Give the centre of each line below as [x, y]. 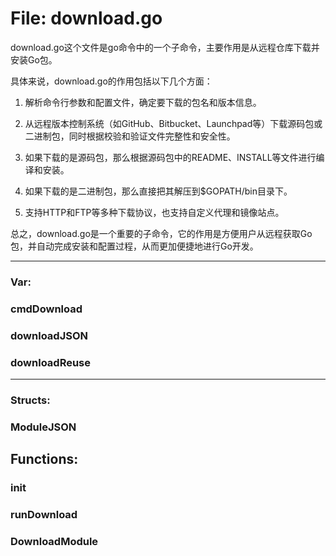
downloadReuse [51, 362]
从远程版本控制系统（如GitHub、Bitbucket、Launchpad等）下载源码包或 [173, 123]
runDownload [44, 515]
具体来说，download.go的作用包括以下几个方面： [111, 81]
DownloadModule [54, 541]
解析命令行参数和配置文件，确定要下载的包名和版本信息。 [143, 102]
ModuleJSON [43, 427]
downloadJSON [49, 335]
